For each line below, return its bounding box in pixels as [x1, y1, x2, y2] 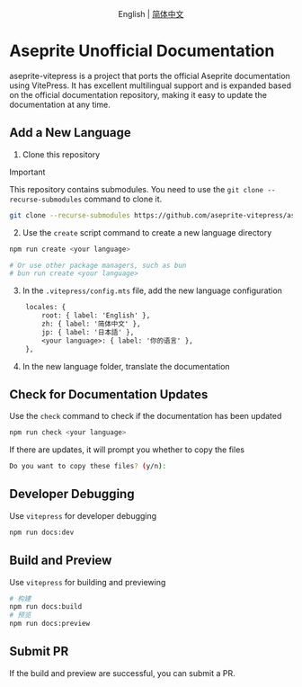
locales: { [25, 303, 67, 312]
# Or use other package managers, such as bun [9, 261, 187, 270]
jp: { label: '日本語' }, [41, 327, 135, 336]
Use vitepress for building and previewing [9, 576, 166, 587]
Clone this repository [22, 148, 101, 160]
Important [9, 166, 46, 177]
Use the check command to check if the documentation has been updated [9, 411, 282, 422]
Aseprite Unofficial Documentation [9, 40, 275, 61]
